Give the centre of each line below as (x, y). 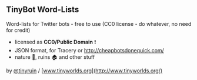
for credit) (18, 30)
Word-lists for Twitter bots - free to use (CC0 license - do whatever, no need (99, 24)
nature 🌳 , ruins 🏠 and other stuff (55, 57)
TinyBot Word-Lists (43, 10)
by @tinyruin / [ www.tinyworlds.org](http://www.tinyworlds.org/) (84, 71)
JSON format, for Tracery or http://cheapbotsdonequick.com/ (89, 50)
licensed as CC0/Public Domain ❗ (55, 42)
